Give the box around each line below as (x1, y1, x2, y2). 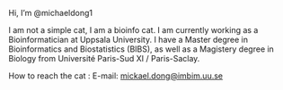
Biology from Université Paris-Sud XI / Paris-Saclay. (8, 53, 200, 63)
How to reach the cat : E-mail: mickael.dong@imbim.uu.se (8, 70, 224, 81)
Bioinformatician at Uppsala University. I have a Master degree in (8, 35, 249, 45)
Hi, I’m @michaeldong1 (8, 8, 93, 18)
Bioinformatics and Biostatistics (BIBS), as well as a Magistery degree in (8, 44, 275, 54)
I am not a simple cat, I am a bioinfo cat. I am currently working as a (8, 25, 259, 35)
